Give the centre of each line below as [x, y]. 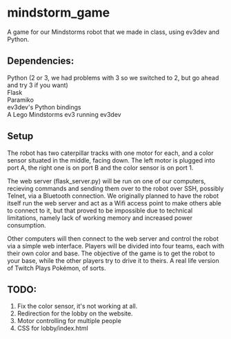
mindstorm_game [59, 13]
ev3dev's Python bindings [44, 107]
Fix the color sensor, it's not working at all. [77, 306]
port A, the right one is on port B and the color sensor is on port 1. [100, 167]
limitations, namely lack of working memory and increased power [100, 218]
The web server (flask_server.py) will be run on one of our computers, [107, 181]
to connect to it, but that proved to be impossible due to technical [100, 210]
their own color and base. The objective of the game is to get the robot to [111, 253]
